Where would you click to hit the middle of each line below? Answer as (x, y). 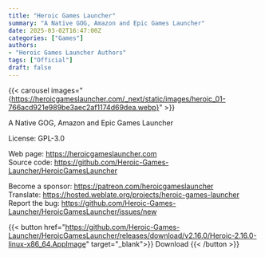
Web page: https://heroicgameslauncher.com (83, 153)
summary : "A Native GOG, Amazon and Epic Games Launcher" (107, 23)
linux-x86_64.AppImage (47, 243)
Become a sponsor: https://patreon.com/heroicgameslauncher (111, 186)
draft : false (30, 68)
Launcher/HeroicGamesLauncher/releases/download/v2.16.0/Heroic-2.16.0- (132, 235)
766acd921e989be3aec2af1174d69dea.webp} (84, 107)
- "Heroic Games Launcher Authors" (67, 53)
